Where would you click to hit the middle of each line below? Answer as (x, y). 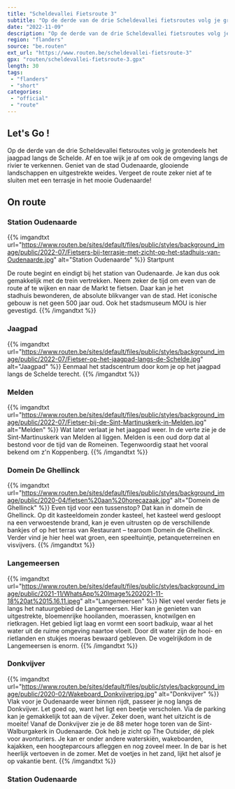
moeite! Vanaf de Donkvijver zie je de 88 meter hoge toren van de (102, 724)
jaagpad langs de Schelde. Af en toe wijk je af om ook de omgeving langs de (117, 158)
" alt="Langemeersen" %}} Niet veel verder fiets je (153, 601)
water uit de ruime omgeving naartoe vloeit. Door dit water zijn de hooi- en (115, 630)
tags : (15, 72)
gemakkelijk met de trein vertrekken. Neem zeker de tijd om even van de (112, 281)
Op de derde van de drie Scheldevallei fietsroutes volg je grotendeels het (113, 150)
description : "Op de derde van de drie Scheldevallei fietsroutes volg (114, 33)
